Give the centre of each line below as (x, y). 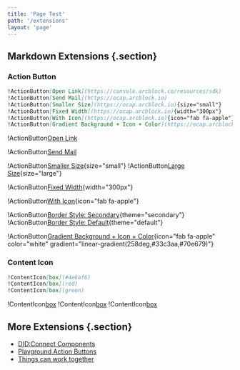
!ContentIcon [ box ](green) (46, 291)
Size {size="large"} (35, 174)
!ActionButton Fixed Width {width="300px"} (70, 187)
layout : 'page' (30, 27)
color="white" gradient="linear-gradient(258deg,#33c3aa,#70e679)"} (111, 244)
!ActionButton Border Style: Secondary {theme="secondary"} (96, 215)
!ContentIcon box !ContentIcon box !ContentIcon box (82, 304)
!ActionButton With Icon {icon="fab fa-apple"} (73, 201)
